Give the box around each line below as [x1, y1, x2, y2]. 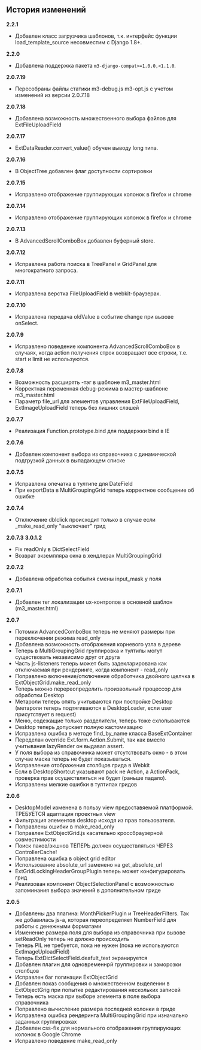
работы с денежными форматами [14, 922, 102, 930]
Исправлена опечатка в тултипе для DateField [14, 480, 133, 487]
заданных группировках [14, 1018, 77, 1025]
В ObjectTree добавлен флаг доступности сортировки [14, 167, 153, 174]
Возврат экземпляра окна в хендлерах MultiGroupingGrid [14, 552, 162, 559]
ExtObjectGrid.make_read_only [14, 679, 92, 686]
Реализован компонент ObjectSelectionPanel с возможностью [14, 880, 175, 887]
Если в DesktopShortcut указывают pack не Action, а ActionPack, [14, 768, 180, 775]
